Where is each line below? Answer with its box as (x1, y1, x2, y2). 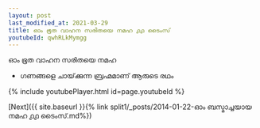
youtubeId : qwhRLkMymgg (8, 33, 87, 42)
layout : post (8, 11, 52, 20)
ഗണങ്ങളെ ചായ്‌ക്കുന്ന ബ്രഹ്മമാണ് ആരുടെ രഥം (19, 71, 174, 81)
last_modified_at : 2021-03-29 (8, 19, 109, 27)
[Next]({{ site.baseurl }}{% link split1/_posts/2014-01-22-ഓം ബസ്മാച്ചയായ (8, 102, 252, 111)
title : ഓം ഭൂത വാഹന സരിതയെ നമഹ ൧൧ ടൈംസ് (8, 26, 171, 34)
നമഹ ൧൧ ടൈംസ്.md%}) (8, 111, 92, 121)
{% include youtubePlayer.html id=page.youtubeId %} (8, 87, 185, 96)
